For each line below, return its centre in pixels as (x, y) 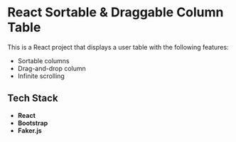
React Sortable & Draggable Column (116, 12)
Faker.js (30, 130)
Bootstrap (33, 123)
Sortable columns (43, 60)
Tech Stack (33, 98)
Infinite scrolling (41, 76)
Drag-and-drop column (52, 68)
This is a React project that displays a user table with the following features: (118, 47)
